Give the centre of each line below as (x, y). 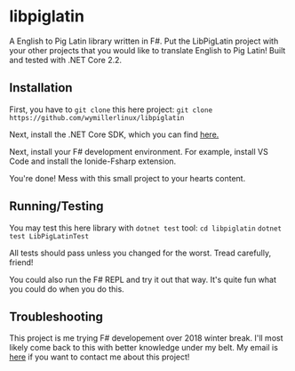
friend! (21, 262)
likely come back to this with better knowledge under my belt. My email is (144, 348)
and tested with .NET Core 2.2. (66, 60)
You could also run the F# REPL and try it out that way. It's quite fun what (143, 279)
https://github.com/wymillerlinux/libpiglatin (97, 117)
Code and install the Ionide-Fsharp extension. (93, 161)
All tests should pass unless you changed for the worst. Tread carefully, (140, 253)
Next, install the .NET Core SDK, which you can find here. (114, 134)
